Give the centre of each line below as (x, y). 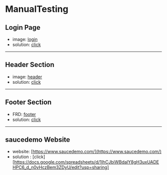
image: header (27, 77)
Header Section (30, 65)
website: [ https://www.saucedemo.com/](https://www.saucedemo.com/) (87, 152)
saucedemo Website (38, 140)
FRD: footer (24, 114)
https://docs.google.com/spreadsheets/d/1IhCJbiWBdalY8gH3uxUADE (87, 162)
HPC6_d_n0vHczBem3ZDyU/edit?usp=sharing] (61, 168)
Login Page (23, 28)
